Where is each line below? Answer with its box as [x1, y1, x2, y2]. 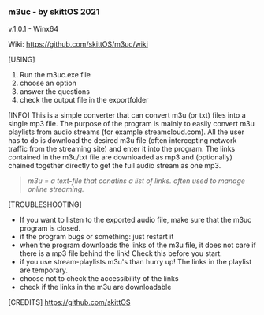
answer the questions [19, 87, 91, 96]
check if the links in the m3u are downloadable [19, 283, 172, 292]
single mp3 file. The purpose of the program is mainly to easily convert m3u [8, 119, 255, 129]
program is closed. [19, 223, 81, 233]
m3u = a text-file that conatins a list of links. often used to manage [27, 176, 246, 186]
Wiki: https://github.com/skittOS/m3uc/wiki [8, 39, 148, 49]
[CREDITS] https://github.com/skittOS [8, 298, 131, 307]
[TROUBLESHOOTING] [8, 200, 83, 209]
